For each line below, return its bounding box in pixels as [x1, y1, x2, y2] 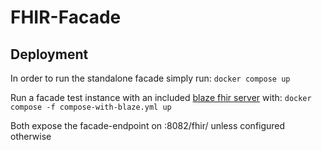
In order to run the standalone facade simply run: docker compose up [10, 72, 291, 84]
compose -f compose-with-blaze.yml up [10, 102, 172, 112]
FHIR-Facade [10, 6, 122, 29]
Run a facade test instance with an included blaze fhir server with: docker [10, 92, 312, 103]
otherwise [10, 131, 52, 142]
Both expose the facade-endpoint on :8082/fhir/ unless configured [10, 120, 286, 131]
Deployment [10, 46, 89, 63]
